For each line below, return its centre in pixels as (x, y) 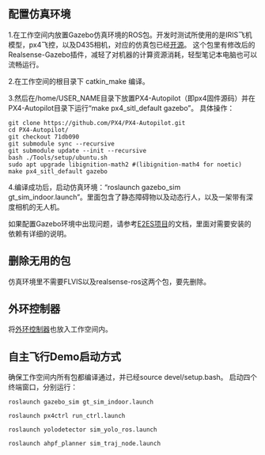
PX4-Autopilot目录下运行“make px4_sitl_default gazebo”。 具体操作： (121, 108)
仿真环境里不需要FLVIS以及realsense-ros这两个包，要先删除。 (110, 281)
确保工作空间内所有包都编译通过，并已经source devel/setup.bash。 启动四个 (133, 377)
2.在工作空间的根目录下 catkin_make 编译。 (79, 81)
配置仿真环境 (40, 14)
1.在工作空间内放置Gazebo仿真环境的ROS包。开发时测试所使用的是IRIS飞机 (130, 35)
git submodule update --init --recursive (78, 150)
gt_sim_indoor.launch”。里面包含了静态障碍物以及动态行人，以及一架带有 (127, 197)
